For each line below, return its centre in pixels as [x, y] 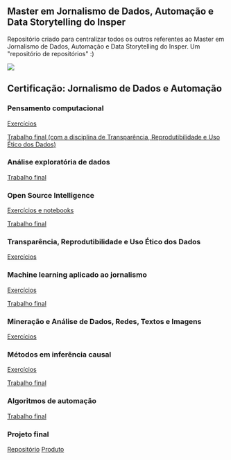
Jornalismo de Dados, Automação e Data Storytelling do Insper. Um [104, 46]
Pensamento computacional [55, 108]
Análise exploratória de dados [59, 162]
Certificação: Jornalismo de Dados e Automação [114, 88]
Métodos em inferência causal [59, 355]
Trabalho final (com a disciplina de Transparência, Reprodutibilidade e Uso [114, 137]
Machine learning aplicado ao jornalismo [77, 275]
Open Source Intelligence [51, 195]
